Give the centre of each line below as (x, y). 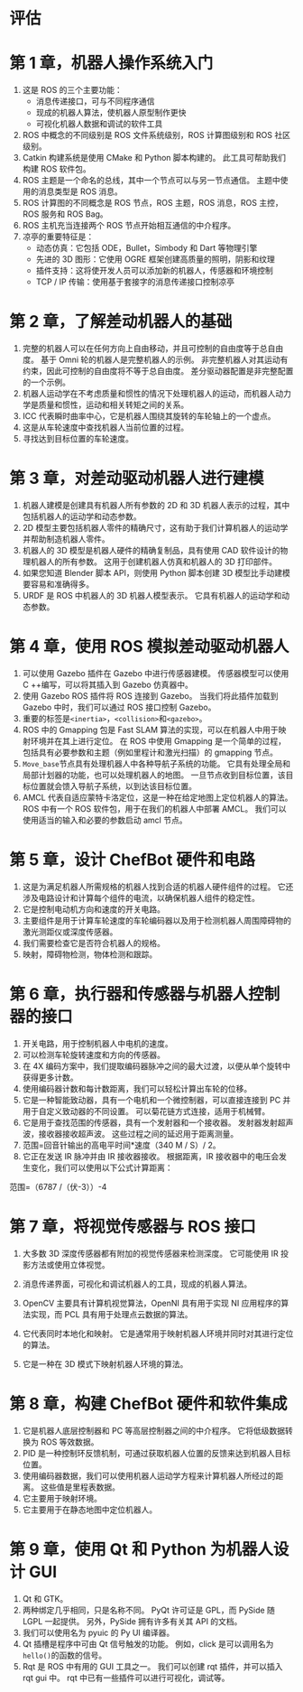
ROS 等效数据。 (69, 1442)
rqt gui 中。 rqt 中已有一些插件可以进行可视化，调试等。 (126, 1678)
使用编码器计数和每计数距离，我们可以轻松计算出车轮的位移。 (137, 1088)
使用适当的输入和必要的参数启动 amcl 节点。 (105, 820)
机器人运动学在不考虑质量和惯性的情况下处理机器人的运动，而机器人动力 (156, 394)
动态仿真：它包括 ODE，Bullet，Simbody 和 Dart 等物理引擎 (147, 248)
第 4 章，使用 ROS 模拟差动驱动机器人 (149, 647)
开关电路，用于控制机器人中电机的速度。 (97, 1043)
